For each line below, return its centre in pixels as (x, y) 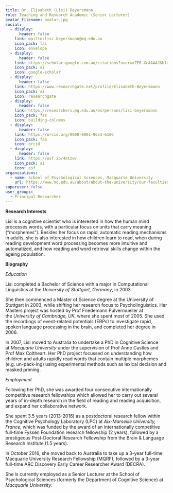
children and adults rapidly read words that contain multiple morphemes (82, 359)
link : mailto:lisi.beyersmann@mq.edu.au (58, 39)
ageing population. (25, 254)
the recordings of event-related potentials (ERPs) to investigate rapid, (79, 321)
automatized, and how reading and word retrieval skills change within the (83, 249)
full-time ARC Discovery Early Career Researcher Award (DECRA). (75, 464)
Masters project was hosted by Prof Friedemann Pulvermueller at (74, 310)
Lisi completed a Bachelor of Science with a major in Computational (77, 284)
